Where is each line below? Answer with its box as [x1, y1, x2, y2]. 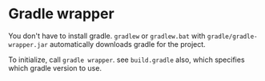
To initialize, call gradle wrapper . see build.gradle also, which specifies [8, 55, 246, 64]
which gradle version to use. [8, 63, 102, 72]
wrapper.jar [8, 40, 48, 48]
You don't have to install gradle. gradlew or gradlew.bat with [8, 31, 206, 40]
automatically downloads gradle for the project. [49, 39, 206, 48]
